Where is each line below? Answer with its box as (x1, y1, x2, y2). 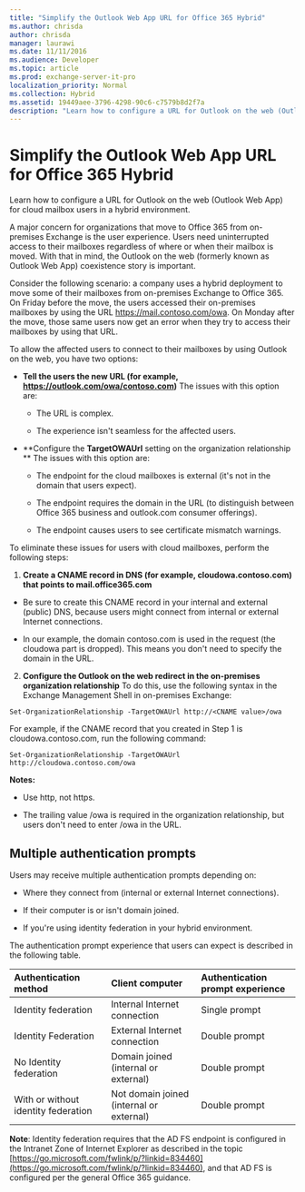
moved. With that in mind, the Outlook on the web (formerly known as (9, 251, 270, 261)
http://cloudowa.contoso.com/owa (9, 759, 136, 768)
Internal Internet (110, 998, 180, 1010)
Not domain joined (110, 1088, 190, 1099)
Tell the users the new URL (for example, (22, 371, 179, 382)
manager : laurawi (9, 38, 75, 48)
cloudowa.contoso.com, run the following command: (9, 733, 207, 744)
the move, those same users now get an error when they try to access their (9, 317, 291, 328)
